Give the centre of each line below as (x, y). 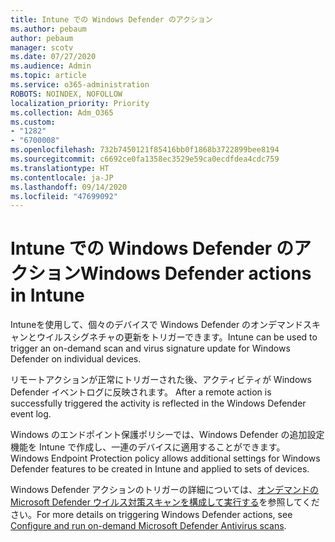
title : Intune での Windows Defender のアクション (111, 19)
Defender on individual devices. (76, 359)
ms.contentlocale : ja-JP (62, 177)
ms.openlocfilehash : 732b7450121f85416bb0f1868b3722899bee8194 (145, 150)
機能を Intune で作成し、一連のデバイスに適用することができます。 (148, 447)
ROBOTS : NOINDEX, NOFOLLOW (66, 94)
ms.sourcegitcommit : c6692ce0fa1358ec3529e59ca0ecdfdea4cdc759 (145, 159)
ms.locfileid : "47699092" (64, 196)
